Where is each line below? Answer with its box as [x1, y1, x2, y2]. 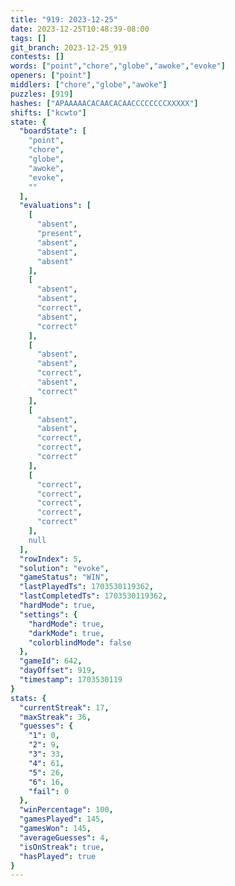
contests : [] [10, 52, 65, 62]
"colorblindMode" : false [28, 637, 132, 648]
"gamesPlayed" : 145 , [19, 814, 105, 825]
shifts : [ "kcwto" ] [10, 107, 87, 118]
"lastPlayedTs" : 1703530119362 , [19, 582, 155, 592]
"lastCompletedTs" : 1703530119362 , [19, 591, 168, 601]
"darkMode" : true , [28, 628, 105, 638]
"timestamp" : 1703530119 [19, 675, 123, 685]
